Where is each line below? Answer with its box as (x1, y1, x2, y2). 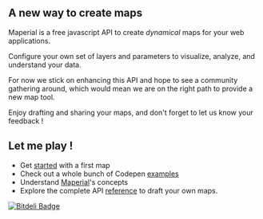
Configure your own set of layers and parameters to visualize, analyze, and (8, 51, 256, 61)
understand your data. (8, 60, 82, 69)
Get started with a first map (19, 160, 110, 170)
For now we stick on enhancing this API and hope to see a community (8, 75, 238, 84)
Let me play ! (8, 139, 74, 153)
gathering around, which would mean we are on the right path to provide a (8, 84, 253, 93)
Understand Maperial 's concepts (19, 177, 129, 186)
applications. (8, 36, 50, 45)
